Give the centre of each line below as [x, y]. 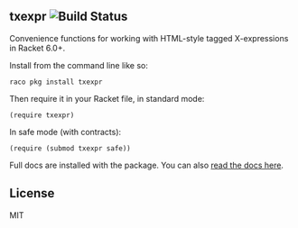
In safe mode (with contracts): [65, 132]
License [32, 193]
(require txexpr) [42, 115]
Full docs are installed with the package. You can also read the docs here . [147, 165]
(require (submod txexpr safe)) [70, 148]
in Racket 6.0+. [37, 48]
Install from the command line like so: [79, 65]
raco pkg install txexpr [56, 82]
